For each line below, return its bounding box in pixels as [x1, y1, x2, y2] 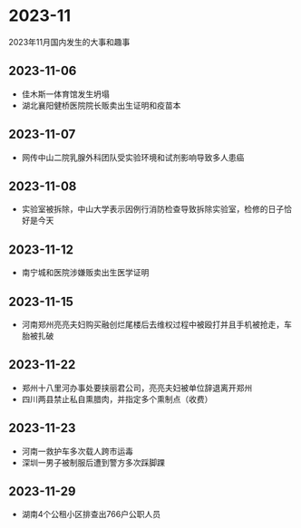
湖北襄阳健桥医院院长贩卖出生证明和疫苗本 [21, 100, 181, 110]
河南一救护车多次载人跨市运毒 [21, 446, 133, 456]
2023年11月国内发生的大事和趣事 [8, 36, 131, 47]
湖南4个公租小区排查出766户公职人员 [21, 509, 160, 520]
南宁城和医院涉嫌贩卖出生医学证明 [21, 267, 150, 278]
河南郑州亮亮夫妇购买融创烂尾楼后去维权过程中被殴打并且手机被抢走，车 [21, 319, 292, 330]
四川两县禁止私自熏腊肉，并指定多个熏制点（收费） [21, 393, 213, 404]
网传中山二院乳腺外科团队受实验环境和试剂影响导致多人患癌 [21, 151, 245, 163]
